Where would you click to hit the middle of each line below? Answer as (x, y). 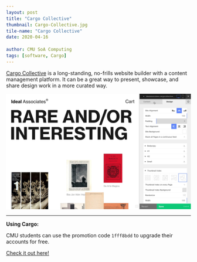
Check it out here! (28, 253)
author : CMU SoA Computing (39, 50)
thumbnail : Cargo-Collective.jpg (47, 25)
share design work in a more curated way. (57, 86)
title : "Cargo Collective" (39, 18)
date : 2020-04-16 (27, 37)
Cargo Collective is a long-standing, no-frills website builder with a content (97, 73)
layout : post (22, 12)
